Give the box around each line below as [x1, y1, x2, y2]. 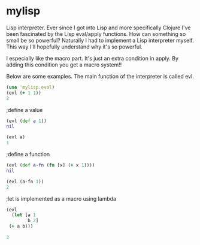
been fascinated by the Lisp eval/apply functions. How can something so [6, 30, 186, 37]
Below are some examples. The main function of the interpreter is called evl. [6, 72, 195, 80]
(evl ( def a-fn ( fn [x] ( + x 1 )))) [6, 162, 95, 168]
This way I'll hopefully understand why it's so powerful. [6, 43, 143, 50]
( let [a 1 [11, 212, 36, 218]
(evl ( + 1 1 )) [6, 90, 42, 96]
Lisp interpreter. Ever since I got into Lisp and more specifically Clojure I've [6, 24, 191, 31]
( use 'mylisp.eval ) [6, 84, 55, 90]
